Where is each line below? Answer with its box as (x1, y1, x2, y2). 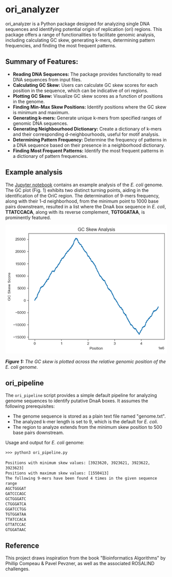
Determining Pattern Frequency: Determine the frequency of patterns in (12, 136, 167, 142)
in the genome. (12, 98, 45, 104)
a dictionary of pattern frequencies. (12, 153, 88, 159)
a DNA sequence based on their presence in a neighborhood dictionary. (12, 142, 165, 148)
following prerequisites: (5, 403, 55, 409)
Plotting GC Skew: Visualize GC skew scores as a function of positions (12, 93, 163, 99)
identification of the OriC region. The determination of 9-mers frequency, (5, 192, 160, 199)
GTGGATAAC (5, 527, 27, 533)
